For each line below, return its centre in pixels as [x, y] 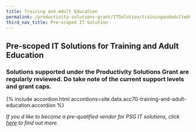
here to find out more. [32, 123]
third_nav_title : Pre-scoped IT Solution [57, 22]
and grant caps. [29, 86]
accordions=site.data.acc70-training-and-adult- [129, 99]
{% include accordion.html [38, 99]
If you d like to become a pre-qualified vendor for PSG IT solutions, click [93, 117]
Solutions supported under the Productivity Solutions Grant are [98, 72]
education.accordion [31, 105]
